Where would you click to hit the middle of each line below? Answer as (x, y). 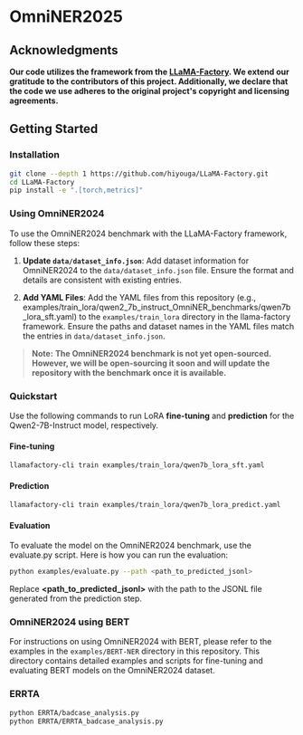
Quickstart (33, 396)
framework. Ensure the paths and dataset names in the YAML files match (158, 326)
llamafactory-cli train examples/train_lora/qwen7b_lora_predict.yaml (145, 505)
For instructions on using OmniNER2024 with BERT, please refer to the (141, 642)
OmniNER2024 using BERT (70, 622)
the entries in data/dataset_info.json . (94, 336)
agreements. (34, 100)
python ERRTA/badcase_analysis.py (75, 712)
